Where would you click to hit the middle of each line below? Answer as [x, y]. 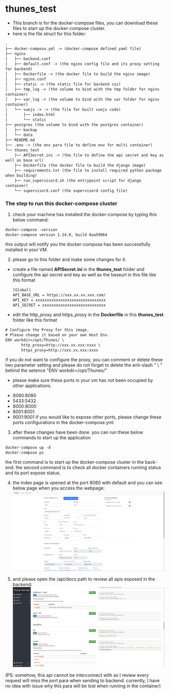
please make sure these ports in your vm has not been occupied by [83, 380]
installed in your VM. [27, 250]
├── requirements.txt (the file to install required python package [88, 170]
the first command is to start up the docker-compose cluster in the [75, 462]
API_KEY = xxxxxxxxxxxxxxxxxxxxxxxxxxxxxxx [59, 300]
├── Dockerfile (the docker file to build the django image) [80, 165]
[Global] [22, 290]
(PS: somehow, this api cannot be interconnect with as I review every [77, 675]
